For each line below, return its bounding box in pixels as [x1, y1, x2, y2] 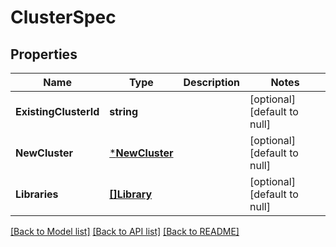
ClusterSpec [10, 6, 117, 29]
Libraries [15, 187, 59, 201]
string [109, 105, 139, 118]
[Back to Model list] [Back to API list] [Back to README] [10, 226, 240, 237]
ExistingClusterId [15, 105, 100, 118]
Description [183, 76, 240, 89]
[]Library [109, 187, 153, 201]
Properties [10, 46, 78, 63]
